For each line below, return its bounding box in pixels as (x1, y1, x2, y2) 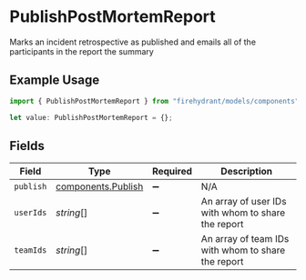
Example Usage (9, 73, 100, 88)
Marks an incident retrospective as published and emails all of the (9, 36, 257, 47)
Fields (9, 138, 46, 154)
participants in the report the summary (9, 45, 155, 56)
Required (151, 165, 193, 178)
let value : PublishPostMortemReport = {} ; (9, 113, 173, 122)
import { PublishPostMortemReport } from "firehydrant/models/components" (9, 96, 300, 105)
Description (220, 165, 273, 178)
